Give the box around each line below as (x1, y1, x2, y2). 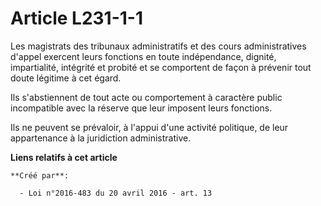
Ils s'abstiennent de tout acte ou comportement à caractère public (10, 91, 283, 103)
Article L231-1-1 (10, 7, 144, 30)
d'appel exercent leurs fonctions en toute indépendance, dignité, (10, 50, 277, 62)
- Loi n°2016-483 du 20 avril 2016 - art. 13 (19, 188, 213, 198)
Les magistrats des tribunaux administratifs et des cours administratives (10, 40, 307, 52)
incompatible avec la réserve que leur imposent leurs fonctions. (10, 102, 273, 114)
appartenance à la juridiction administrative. (10, 132, 192, 144)
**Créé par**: (10, 170, 70, 181)
